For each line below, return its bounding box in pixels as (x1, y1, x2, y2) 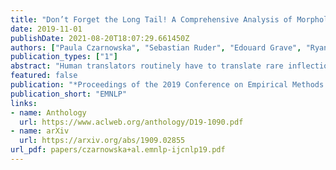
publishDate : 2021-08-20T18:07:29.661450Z (10, 33, 190, 43)
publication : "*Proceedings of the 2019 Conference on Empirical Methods (10, 80, 325, 90)
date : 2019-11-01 (10, 24, 83, 34)
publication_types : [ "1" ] (10, 52, 118, 62)
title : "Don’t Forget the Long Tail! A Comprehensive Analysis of (10, 14, 293, 25)
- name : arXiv (10, 126, 70, 136)
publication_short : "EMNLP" (10, 89, 128, 99)
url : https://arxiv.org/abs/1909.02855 (19, 136, 186, 146)
